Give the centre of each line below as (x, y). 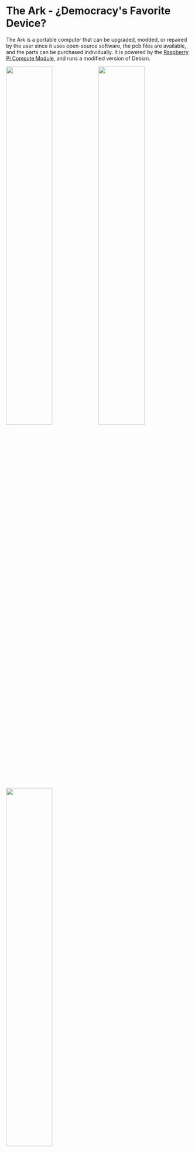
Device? (26, 23)
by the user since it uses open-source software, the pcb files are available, (96, 46)
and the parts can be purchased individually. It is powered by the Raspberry (97, 52)
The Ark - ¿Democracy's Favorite (88, 11)
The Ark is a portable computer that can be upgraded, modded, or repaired (97, 39)
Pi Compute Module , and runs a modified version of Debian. (78, 58)
